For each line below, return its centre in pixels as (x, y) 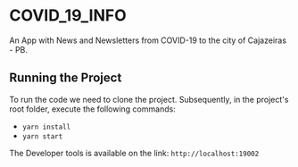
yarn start (42, 136)
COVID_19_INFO (68, 16)
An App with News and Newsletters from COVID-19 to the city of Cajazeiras (148, 40)
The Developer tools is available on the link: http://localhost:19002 (134, 153)
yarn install (46, 127)
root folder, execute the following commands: (92, 109)
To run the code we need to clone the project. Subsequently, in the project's (149, 99)
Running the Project (66, 78)
